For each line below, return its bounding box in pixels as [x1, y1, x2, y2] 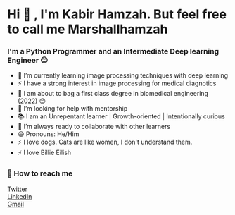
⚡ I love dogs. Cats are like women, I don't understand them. [17, 137, 193, 147]
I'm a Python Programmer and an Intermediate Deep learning [7, 47, 220, 56]
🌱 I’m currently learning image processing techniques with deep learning [17, 71, 229, 80]
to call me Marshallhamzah [7, 21, 168, 37]
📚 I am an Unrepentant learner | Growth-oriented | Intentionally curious [17, 112, 225, 121]
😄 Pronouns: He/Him [17, 130, 80, 138]
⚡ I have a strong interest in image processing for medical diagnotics [17, 79, 217, 87]
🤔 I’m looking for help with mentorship [17, 104, 128, 113]
